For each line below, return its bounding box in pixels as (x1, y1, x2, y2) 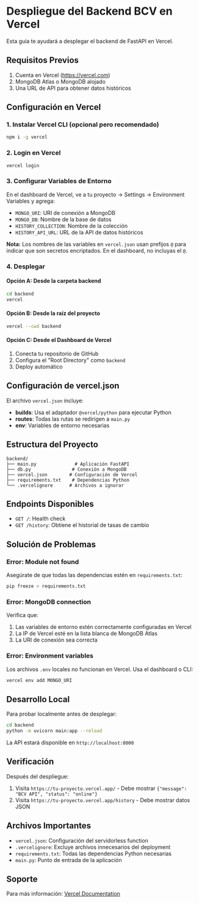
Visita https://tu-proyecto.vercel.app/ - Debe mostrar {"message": (15, 785, 187, 792)
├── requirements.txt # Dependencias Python (6, 477, 130, 483)
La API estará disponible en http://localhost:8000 (6, 739, 134, 746)
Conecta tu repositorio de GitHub (15, 350, 99, 357)
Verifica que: (6, 612, 38, 619)
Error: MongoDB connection (6, 597, 92, 606)
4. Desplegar (6, 262, 46, 270)
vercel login (6, 162, 40, 169)
